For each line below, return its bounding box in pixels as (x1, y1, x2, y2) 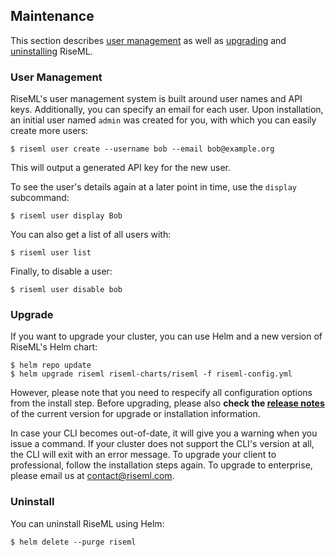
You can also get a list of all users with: (10, 229, 172, 241)
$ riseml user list (10, 248, 92, 258)
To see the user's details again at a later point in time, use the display (10, 181, 297, 193)
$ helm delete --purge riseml (10, 537, 137, 547)
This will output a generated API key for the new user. (10, 162, 231, 174)
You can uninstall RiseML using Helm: (10, 517, 165, 529)
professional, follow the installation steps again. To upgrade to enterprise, (10, 459, 313, 471)
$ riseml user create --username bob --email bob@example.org (10, 144, 275, 154)
